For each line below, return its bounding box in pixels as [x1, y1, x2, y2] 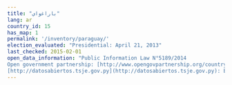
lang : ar [7, 16, 32, 23]
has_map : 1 [7, 29, 39, 36]
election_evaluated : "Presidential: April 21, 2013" [7, 42, 162, 49]
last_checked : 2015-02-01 [7, 49, 81, 56]
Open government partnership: [7, 61, 95, 68]
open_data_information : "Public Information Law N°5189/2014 [7, 55, 187, 62]
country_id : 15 [7, 23, 51, 29]
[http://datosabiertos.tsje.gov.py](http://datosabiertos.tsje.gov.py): [7, 67, 221, 74]
